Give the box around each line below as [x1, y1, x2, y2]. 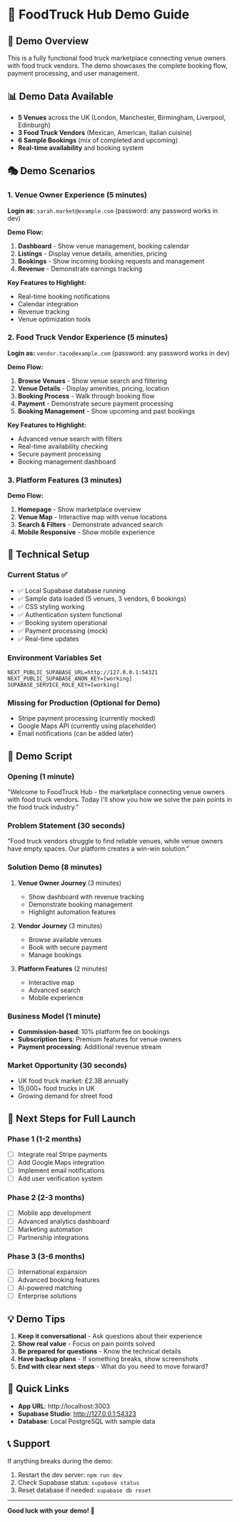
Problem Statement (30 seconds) [7, 821, 125, 831]
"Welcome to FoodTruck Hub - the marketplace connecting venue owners [7, 788, 225, 796]
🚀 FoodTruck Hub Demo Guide [7, 6, 190, 23]
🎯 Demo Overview [7, 35, 89, 47]
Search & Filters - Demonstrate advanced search [17, 521, 163, 529]
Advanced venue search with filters [17, 434, 123, 443]
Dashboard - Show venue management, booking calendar [17, 241, 189, 250]
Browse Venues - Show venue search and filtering [17, 376, 168, 385]
